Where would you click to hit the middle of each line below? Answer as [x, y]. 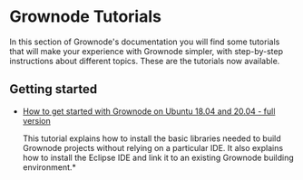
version [37, 120]
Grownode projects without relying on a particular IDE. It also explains [153, 147]
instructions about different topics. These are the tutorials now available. [145, 61]
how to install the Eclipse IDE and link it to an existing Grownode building [158, 157]
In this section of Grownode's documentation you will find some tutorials [145, 42]
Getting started [54, 89]
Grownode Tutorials [85, 17]
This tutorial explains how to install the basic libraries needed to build [151, 138]
